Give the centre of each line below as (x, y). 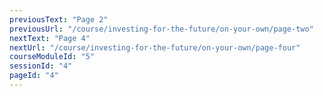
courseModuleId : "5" (52, 57)
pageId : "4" (34, 76)
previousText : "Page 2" (59, 19)
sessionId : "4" (41, 66)
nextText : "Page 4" (50, 38)
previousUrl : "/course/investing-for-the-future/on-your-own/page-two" (161, 29)
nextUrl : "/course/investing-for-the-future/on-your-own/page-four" (155, 47)
